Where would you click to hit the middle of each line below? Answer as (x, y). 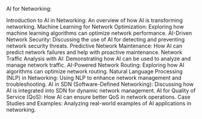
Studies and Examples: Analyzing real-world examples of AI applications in (99, 103)
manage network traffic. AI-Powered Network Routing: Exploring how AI (95, 65)
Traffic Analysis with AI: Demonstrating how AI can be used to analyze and (99, 59)
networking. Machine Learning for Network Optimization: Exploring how (95, 27)
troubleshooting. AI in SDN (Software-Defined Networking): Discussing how (100, 84)
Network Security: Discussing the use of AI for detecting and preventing (96, 39)
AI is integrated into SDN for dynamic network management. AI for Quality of (101, 90)
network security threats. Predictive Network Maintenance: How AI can (94, 46)
